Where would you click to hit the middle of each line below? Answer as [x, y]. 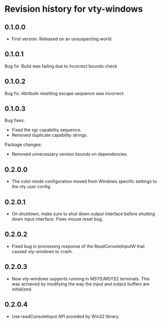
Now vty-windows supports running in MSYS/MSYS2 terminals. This [81, 278]
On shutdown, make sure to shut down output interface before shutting [83, 214]
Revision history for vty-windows [74, 9]
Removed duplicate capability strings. [50, 135]
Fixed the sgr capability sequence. [46, 130]
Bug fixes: [15, 121]
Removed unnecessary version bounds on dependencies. [70, 154]
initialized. [22, 289]
